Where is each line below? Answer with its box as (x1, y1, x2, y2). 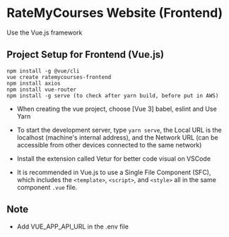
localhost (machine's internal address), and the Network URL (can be (16, 133, 218, 142)
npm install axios (6, 80, 61, 87)
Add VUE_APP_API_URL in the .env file (16, 222, 129, 231)
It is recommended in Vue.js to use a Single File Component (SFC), (16, 168, 211, 176)
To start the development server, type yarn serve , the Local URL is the (16, 126, 222, 134)
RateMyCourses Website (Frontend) (6, 5, 223, 21)
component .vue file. (16, 183, 78, 191)
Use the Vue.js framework (6, 28, 83, 37)
